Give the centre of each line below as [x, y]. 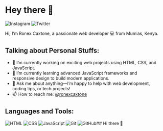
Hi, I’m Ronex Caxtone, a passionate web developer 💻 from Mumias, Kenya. [82, 33]
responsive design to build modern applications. [61, 78]
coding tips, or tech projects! [41, 88]
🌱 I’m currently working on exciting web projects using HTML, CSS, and [84, 62]
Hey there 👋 [29, 10]
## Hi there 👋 [110, 123]
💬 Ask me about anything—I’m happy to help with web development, [81, 83]
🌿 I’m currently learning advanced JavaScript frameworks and [75, 73]
